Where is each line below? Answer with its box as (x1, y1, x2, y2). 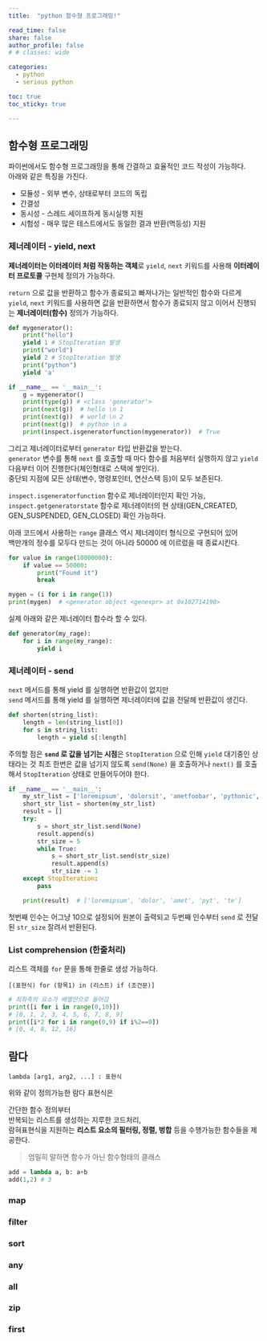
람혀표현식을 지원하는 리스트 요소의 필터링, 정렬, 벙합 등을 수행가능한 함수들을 (8, 1125, 249, 1135)
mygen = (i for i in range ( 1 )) (8, 591, 113, 599)
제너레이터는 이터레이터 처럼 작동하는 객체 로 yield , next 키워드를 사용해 (8, 260, 233, 270)
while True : (37, 845, 78, 853)
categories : (8, 63, 48, 71)
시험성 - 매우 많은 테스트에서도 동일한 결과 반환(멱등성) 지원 (19, 218, 206, 229)
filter (8, 1216, 28, 1227)
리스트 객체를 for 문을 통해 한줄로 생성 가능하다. (8, 964, 158, 973)
